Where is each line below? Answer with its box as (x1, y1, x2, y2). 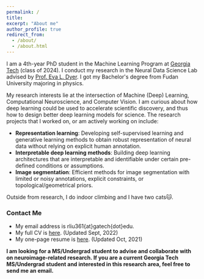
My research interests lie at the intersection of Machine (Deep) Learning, (6, 91, 189, 99)
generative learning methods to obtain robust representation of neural (15, 136, 191, 143)
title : (6, 15, 23, 21)
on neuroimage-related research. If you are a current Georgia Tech (6, 254, 179, 261)
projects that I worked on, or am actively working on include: (6, 117, 159, 124)
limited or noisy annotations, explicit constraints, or (15, 175, 144, 182)
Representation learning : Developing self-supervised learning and (15, 129, 184, 137)
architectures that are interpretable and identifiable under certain (15, 155, 179, 162)
